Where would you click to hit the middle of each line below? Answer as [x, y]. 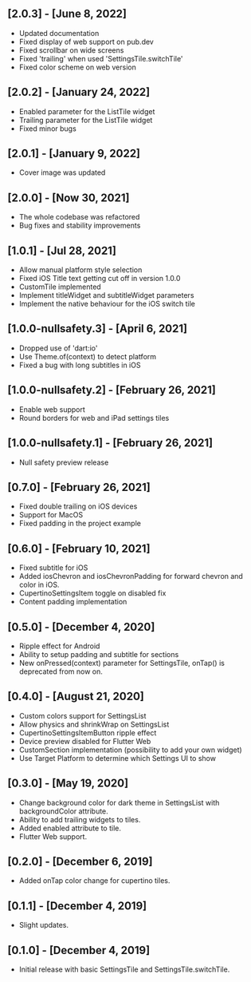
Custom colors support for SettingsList [82, 715]
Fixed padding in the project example [80, 524]
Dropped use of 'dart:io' [58, 348]
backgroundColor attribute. [63, 811]
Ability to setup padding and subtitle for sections [99, 654]
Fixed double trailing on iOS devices [78, 506]
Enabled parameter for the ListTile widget [87, 111]
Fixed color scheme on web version [77, 67]
